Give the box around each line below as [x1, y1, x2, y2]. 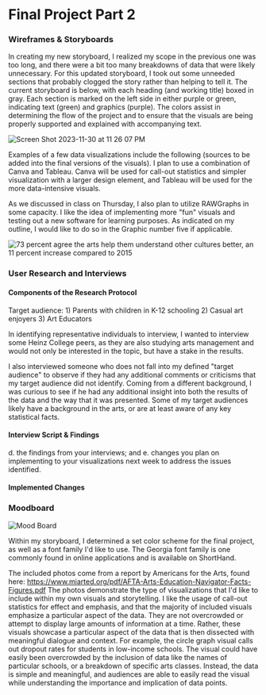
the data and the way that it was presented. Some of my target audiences [8, 395, 249, 405]
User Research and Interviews [8, 268, 127, 279]
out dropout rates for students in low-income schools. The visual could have [8, 644, 258, 654]
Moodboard [8, 502, 55, 513]
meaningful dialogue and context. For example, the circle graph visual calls [8, 635, 254, 645]
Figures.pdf [8, 585, 46, 594]
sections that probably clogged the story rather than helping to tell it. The [8, 77, 248, 86]
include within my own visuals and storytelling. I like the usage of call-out [8, 593, 248, 603]
